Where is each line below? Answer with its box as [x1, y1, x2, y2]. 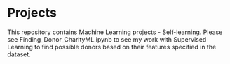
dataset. [7, 50, 32, 58]
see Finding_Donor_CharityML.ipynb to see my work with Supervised [7, 35, 207, 43]
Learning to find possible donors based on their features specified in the [7, 42, 217, 51]
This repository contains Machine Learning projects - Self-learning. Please [7, 28, 223, 36]
